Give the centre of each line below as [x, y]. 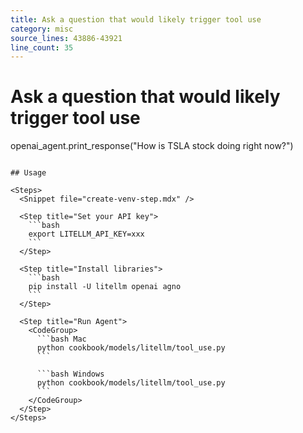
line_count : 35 [42, 47]
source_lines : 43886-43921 [66, 38]
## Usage [28, 173]
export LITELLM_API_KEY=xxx [86, 234]
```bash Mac [61, 339]
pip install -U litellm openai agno [105, 287]
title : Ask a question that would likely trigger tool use [136, 19]
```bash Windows [70, 374]
